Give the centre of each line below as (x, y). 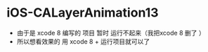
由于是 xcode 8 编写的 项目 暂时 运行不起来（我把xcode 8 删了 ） (111, 33)
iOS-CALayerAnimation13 (83, 13)
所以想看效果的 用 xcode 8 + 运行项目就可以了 (83, 41)
